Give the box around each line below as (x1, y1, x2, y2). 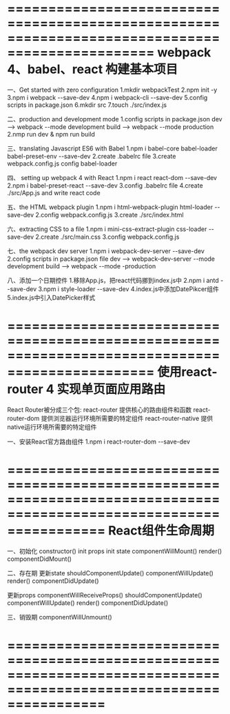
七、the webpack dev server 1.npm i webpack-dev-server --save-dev (7, 246, 205, 255)
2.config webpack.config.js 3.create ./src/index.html (35, 210, 184, 219)
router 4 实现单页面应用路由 (7, 381, 166, 397)
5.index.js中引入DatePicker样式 (7, 293, 96, 301)
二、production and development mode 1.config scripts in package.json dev (7, 115, 222, 123)
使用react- (157, 364, 218, 380)
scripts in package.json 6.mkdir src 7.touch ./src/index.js (7, 101, 167, 109)
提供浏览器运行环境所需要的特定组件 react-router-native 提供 (41, 414, 213, 422)
